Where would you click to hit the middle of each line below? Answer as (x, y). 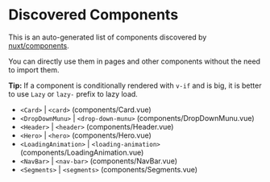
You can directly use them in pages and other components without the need (134, 61)
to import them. (34, 69)
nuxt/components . (39, 45)
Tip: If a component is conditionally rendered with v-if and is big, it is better (135, 85)
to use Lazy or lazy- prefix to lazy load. (73, 93)
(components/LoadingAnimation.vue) (82, 152)
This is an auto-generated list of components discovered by (108, 37)
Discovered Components (93, 15)
